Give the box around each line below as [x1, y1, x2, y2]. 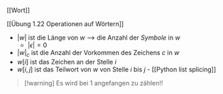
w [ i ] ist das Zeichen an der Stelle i [16, 57, 116, 66]
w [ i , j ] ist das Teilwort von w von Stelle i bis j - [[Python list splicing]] [16, 65, 217, 74]
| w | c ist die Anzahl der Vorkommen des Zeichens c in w [16, 49, 180, 59]
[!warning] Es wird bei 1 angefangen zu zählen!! [23, 78, 163, 87]
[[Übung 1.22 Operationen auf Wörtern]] [6, 20, 124, 28]
